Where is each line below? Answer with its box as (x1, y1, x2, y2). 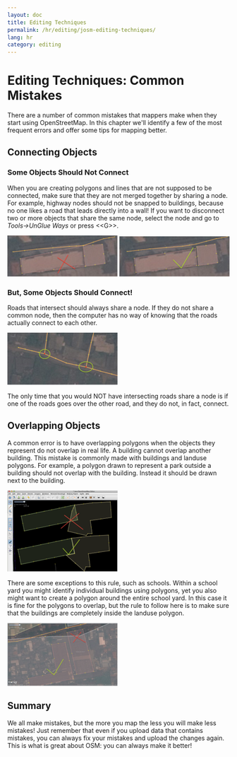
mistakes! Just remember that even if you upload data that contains (7, 726, 203, 734)
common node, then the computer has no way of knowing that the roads (7, 311, 218, 319)
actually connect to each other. (7, 319, 97, 327)
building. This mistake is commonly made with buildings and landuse (7, 453, 207, 462)
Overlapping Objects (7, 420, 101, 432)
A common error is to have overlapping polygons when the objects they (7, 438, 216, 447)
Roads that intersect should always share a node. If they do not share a (7, 304, 214, 312)
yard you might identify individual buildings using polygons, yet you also (7, 586, 217, 594)
